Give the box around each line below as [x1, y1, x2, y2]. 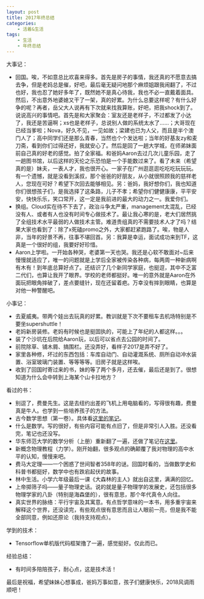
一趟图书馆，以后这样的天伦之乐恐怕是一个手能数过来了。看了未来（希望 [15, 157, 197, 165]
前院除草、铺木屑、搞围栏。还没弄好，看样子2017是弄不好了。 [15, 342, 172, 350]
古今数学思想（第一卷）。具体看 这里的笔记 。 [15, 414, 125, 422]
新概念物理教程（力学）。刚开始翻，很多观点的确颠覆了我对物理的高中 [15, 445, 189, 452]
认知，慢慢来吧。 [26, 452, 69, 460]
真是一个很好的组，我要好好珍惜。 [15, 241, 101, 248]
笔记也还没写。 [26, 430, 64, 437]
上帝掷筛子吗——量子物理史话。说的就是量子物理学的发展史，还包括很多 [15, 483, 197, 491]
